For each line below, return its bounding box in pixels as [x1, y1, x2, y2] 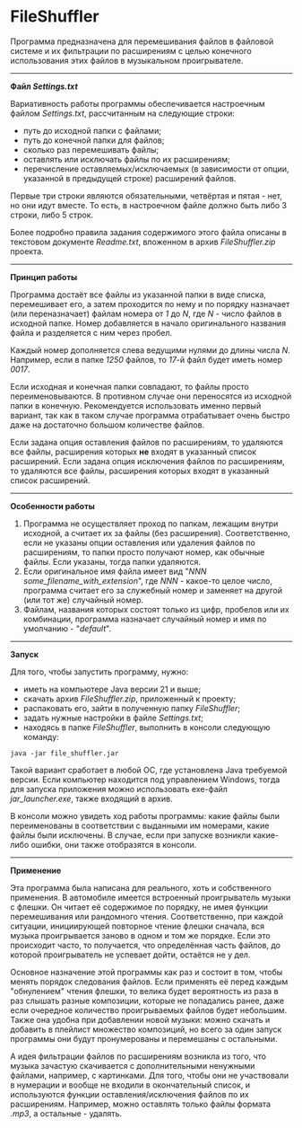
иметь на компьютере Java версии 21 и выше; [22, 683, 201, 694]
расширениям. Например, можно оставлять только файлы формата [10, 1098, 272, 1109]
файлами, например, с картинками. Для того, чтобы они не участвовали [10, 1070, 289, 1080]
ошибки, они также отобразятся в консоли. [30, 839, 197, 850]
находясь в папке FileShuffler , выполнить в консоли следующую [22, 721, 272, 733]
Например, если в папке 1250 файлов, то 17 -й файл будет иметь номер [10, 354, 283, 365]
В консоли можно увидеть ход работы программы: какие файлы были [10, 810, 280, 821]
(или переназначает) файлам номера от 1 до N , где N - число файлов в [10, 308, 282, 319]
